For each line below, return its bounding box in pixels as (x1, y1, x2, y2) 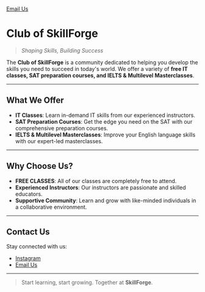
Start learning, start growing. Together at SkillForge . (21, 279, 153, 286)
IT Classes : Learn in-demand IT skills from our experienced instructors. (15, 111, 195, 119)
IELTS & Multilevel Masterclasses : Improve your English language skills (15, 131, 196, 138)
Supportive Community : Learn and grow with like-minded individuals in (15, 197, 196, 204)
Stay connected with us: (6, 243, 67, 250)
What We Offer (6, 95, 64, 106)
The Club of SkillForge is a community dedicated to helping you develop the (6, 58, 198, 66)
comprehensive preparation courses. (15, 124, 109, 132)
